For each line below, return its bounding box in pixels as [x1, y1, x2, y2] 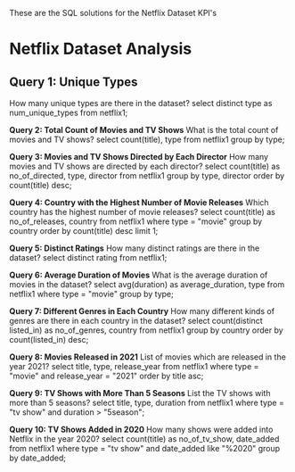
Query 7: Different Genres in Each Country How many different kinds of [9, 306, 275, 316]
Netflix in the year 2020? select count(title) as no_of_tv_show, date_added [9, 434, 280, 444]
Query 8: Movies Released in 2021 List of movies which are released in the [9, 352, 287, 362]
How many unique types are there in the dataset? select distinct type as [9, 98, 273, 108]
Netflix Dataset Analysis [9, 39, 193, 59]
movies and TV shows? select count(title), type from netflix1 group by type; [9, 134, 285, 145]
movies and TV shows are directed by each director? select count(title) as [9, 161, 281, 171]
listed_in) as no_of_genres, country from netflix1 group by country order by [9, 325, 283, 335]
